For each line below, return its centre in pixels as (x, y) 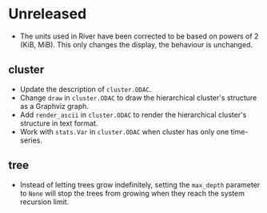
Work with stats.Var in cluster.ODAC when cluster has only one (124, 131)
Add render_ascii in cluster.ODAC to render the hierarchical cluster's (133, 115)
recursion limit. (44, 202)
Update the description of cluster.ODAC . (86, 89)
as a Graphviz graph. (54, 106)
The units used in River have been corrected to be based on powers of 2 (139, 36)
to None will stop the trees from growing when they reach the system (132, 193)
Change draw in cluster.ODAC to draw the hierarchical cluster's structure (138, 98)
